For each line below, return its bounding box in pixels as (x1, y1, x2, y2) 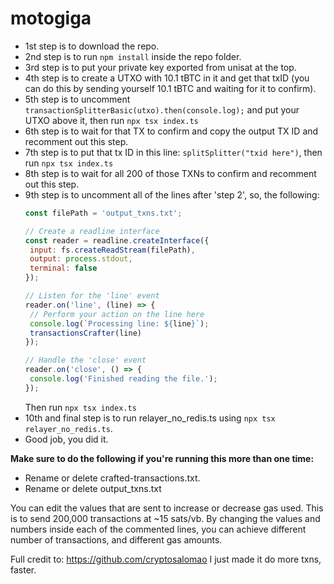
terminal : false (29, 263, 98, 274)
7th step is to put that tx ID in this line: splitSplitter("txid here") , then (24, 146, 323, 158)
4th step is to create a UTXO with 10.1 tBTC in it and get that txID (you (24, 72, 310, 84)
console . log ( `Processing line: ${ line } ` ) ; (29, 318, 210, 329)
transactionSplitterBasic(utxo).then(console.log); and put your (24, 103, 300, 116)
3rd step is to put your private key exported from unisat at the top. (24, 61, 297, 73)
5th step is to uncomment (24, 93, 131, 105)
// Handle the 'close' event (24, 355, 147, 366)
